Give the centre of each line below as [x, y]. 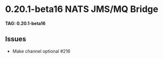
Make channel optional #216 [41, 51]
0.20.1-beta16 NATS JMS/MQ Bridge [82, 9]
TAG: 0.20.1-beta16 [25, 23]
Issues [16, 39]
